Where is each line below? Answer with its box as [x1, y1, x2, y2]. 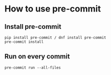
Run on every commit [4, 52, 70, 61]
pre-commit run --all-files [4, 65, 61, 70]
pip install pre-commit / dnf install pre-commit [4, 35, 107, 40]
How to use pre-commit [4, 3, 101, 14]
